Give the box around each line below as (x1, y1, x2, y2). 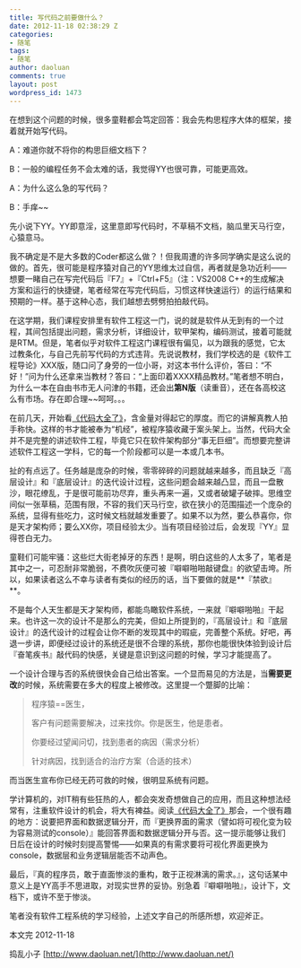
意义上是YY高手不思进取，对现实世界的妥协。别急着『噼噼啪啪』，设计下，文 (9, 880, 291, 891)
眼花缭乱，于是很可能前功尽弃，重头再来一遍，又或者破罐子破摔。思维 (24, 487, 284, 498)
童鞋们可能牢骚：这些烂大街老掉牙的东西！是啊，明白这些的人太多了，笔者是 (9, 551, 292, 562)
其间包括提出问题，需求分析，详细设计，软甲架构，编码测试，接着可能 (24, 326, 284, 336)
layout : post (9, 80, 58, 89)
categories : (9, 30, 54, 39)
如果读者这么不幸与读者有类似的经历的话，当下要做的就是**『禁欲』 (24, 573, 277, 584)
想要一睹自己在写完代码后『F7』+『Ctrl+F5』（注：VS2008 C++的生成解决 (9, 273, 285, 283)
